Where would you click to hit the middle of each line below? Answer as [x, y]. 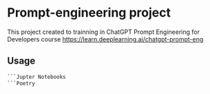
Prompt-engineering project [89, 13]
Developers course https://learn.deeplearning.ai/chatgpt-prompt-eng [105, 39]
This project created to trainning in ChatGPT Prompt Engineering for [103, 32]
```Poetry [21, 83]
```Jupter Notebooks [37, 77]
